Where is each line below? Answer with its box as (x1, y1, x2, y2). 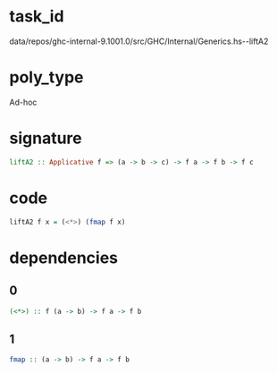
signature (9, 128, 82, 148)
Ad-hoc (9, 97, 38, 107)
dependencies (9, 248, 119, 267)
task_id (9, 6, 64, 27)
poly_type (9, 67, 84, 88)
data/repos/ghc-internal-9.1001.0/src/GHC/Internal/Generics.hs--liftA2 (9, 36, 269, 47)
